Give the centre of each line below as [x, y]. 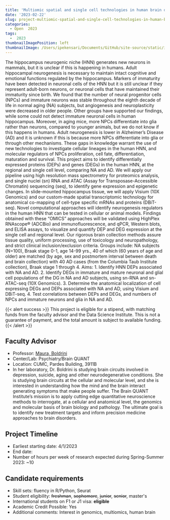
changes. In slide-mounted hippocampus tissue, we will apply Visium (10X [82, 191]
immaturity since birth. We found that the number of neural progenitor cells [83, 94]
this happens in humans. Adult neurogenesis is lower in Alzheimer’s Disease [84, 132]
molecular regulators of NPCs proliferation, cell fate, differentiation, [75, 154]
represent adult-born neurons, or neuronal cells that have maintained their [82, 89]
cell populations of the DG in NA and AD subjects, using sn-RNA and [77, 278]
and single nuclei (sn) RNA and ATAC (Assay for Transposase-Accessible [81, 181]
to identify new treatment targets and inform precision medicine [79, 413]
